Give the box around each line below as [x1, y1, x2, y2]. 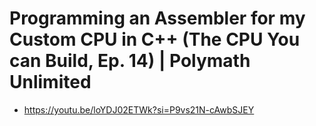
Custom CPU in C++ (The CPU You [9, 28, 301, 51]
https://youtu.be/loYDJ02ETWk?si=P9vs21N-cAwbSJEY [23, 103, 255, 116]
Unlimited [9, 71, 92, 94]
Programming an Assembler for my [9, 7, 306, 30]
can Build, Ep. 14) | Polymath [9, 50, 251, 72]
